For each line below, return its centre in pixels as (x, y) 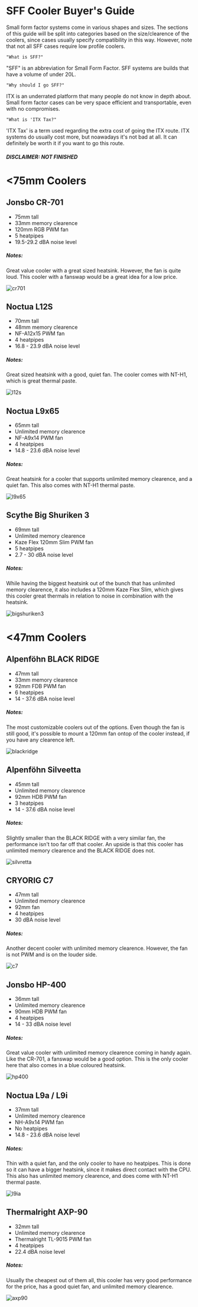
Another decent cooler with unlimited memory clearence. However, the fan (97, 948)
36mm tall (27, 999)
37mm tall (27, 1109)
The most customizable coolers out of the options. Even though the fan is (95, 727)
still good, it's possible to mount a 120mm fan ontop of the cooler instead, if (98, 733)
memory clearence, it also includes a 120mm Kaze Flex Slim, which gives (95, 589)
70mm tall (27, 321)
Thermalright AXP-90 (47, 1212)
